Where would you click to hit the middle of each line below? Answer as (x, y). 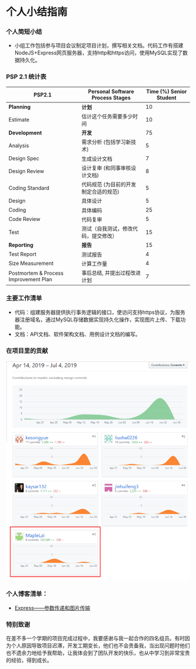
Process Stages (111, 98)
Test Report (22, 254)
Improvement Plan (30, 280)
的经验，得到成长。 (29, 660)
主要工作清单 (24, 298)
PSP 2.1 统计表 (26, 77)
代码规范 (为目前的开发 (109, 184)
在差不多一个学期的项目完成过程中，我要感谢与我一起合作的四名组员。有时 (95, 639)
